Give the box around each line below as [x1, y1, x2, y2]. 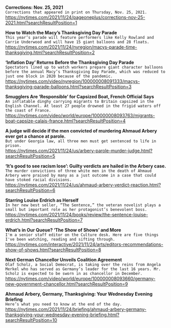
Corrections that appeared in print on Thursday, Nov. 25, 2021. [5, 10, 147, 15]
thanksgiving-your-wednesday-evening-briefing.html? [5, 312, 120, 318]
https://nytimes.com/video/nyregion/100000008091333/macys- [5, 78, 140, 84]
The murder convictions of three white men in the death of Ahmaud [5, 168, 152, 173]
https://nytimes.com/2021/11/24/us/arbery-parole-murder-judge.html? [5, 148, 153, 154]
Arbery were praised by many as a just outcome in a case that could [5, 173, 157, 178]
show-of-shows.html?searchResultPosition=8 [5, 247, 101, 253]
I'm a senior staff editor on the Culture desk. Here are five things [5, 232, 159, 237]
